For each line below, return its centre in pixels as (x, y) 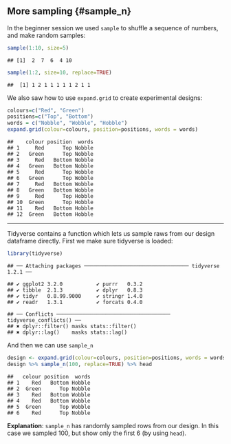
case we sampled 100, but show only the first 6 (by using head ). (97, 433)
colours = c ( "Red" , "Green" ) (46, 110)
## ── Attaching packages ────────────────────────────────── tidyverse (113, 266)
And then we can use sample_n (51, 345)
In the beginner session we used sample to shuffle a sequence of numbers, (113, 28)
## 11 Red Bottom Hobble (51, 209)
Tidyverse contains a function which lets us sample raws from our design (111, 234)
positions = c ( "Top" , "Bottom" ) (51, 117)
